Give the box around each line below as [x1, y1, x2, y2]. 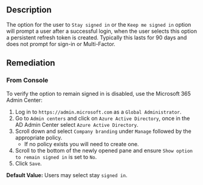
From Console [6, 76, 49, 84]
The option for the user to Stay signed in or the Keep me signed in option [6, 21, 191, 28]
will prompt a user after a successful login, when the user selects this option [6, 27, 198, 35]
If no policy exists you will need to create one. [24, 140, 139, 147]
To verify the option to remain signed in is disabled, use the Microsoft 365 [6, 90, 191, 97]
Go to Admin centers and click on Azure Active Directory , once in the [15, 115, 190, 122]
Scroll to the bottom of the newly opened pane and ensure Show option [15, 147, 193, 154]
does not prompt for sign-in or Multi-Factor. [6, 40, 115, 47]
